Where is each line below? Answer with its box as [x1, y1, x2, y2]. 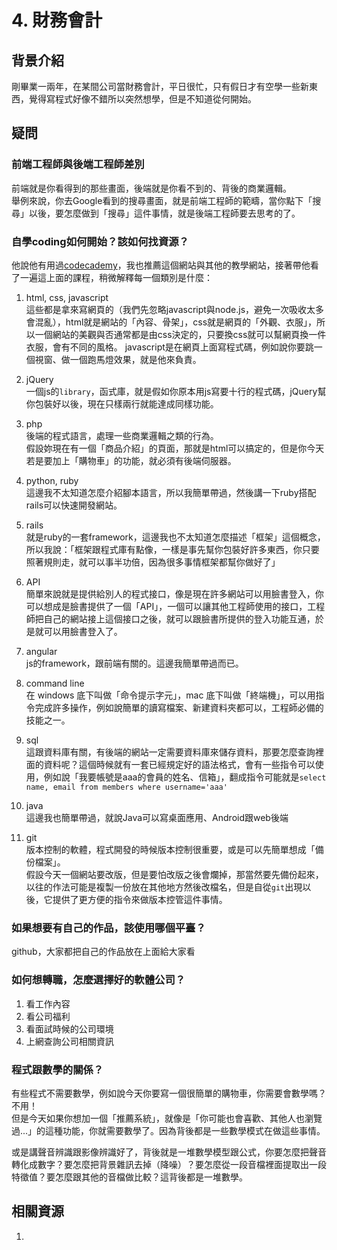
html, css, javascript [25, 291, 109, 303]
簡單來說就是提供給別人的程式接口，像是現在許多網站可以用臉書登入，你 [25, 587, 324, 600]
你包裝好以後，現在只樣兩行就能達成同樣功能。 [25, 397, 219, 410]
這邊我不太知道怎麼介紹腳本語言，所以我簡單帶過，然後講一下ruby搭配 [25, 486, 317, 498]
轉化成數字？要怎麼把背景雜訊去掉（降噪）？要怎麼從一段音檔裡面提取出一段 [11, 1158, 327, 1170]
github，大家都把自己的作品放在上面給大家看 [11, 946, 196, 958]
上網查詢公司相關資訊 [25, 1035, 114, 1047]
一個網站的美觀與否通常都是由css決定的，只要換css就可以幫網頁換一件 [34, 328, 327, 340]
